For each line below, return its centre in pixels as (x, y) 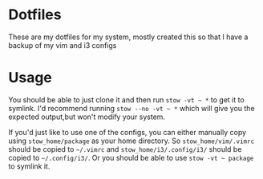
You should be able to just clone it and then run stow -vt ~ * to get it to (126, 99)
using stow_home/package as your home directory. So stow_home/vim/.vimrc (131, 141)
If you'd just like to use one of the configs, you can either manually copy (127, 132)
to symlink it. (29, 166)
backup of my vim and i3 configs (63, 45)
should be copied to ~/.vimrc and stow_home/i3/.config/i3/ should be (125, 149)
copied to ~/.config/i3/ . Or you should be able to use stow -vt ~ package (131, 157)
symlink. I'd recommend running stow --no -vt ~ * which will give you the (131, 108)
